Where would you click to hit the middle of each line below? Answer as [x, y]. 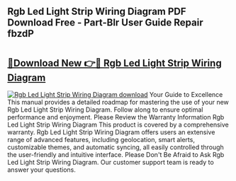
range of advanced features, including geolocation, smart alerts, [101, 140]
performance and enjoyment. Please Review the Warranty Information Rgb [116, 117]
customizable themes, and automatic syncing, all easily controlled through [116, 147]
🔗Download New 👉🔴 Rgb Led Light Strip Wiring [114, 63]
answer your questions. [42, 170]
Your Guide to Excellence [186, 94]
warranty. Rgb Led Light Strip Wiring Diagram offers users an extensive [111, 132]
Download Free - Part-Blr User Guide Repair [105, 23]
